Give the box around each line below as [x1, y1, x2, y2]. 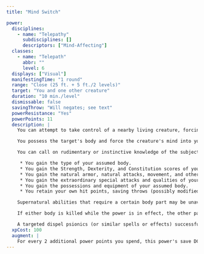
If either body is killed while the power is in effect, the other [17, 210, 191, 216]
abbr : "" [22, 59, 45, 66]
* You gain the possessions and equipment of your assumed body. [19, 183, 189, 189]
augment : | [12, 232, 39, 239]
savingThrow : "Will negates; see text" [12, 105, 113, 111]
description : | [12, 122, 50, 128]
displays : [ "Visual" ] [12, 70, 67, 77]
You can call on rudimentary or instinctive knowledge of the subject [17, 149, 200, 156]
